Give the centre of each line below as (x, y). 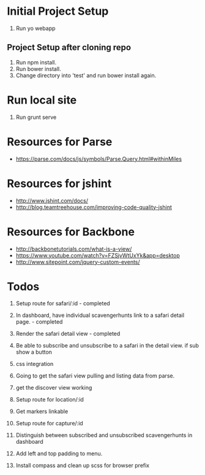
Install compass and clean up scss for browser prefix (83, 465)
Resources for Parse (60, 142)
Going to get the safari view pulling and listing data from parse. (95, 376)
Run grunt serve (36, 117)
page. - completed (39, 322)
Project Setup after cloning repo (69, 47)
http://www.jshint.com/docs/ (52, 200)
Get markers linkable (42, 411)
